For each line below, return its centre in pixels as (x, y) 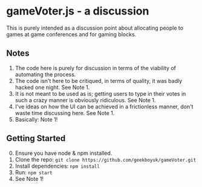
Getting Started (36, 138)
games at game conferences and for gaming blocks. (71, 34)
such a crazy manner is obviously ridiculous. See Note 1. (85, 100)
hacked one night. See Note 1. (52, 87)
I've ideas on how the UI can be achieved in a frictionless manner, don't (104, 107)
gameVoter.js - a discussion (78, 11)
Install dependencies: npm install (57, 166)
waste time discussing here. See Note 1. (65, 113)
